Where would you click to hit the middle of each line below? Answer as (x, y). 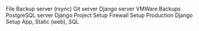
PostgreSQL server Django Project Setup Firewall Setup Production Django (99, 15)
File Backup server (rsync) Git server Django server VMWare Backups (93, 9)
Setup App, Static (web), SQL (43, 22)
